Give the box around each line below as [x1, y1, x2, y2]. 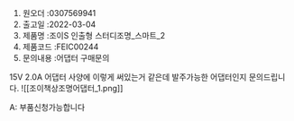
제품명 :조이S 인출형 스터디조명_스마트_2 [22, 30, 166, 40]
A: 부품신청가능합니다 [9, 102, 86, 112]
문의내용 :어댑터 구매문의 [22, 53, 110, 63]
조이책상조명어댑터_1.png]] [29, 83, 124, 93]
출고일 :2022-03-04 [22, 19, 96, 30]
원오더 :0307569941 [22, 8, 96, 18]
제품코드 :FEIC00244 [22, 41, 99, 52]
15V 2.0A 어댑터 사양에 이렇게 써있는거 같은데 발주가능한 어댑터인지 [9, 72, 247, 82]
